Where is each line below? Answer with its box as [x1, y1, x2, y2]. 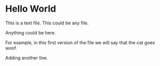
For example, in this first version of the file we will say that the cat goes [5, 39, 155, 46]
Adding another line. [5, 54, 48, 61]
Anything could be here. [5, 29, 56, 36]
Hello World [5, 3, 56, 15]
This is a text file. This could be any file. [5, 20, 89, 26]
